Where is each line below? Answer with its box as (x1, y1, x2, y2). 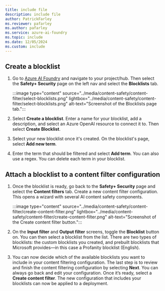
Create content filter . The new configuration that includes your (12, 275, 142, 281)
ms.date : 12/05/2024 (5, 40, 48, 45)
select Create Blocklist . (12, 126, 61, 132)
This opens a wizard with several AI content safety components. (12, 194, 143, 200)
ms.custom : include (5, 44, 45, 49)
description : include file (5, 12, 61, 17)
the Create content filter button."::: (12, 219, 82, 225)
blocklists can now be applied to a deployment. (12, 281, 109, 287)
